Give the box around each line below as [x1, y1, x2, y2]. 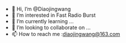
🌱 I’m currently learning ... [11, 18, 74, 24]
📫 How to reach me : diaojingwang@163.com [11, 31, 121, 37]
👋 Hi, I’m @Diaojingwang [11, 6, 71, 12]
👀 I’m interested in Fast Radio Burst [11, 12, 96, 19]
